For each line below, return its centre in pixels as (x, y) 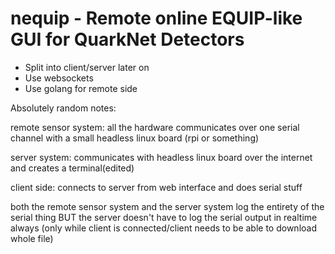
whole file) (32, 238)
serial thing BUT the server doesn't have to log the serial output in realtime (164, 217)
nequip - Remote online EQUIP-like (156, 18)
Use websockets (59, 78)
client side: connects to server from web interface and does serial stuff (156, 187)
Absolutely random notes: (63, 108)
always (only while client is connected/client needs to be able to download (163, 228)
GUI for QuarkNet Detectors (127, 39)
